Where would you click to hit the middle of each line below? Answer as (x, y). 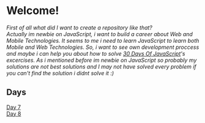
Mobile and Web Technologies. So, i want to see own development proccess (103, 47)
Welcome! (33, 11)
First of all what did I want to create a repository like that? (80, 28)
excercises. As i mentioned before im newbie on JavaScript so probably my (102, 60)
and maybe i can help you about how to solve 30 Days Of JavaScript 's (96, 53)
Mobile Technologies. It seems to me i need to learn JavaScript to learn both (103, 40)
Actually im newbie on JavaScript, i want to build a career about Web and (99, 34)
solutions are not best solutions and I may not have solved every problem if (102, 66)
